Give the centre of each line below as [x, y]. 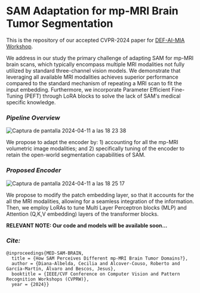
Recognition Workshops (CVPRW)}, [48, 279]
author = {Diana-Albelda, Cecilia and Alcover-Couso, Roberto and [96, 263]
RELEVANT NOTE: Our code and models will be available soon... [87, 225]
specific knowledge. [31, 102]
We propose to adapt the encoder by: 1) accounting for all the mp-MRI [92, 142]
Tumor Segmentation [60, 24]
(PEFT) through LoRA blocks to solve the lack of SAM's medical [102, 96]
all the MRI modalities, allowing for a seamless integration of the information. [100, 201]
